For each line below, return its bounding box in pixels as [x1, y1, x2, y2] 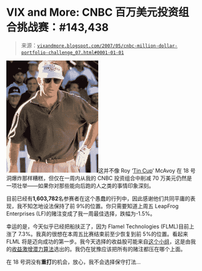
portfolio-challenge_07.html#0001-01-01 [21, 49, 124, 56]
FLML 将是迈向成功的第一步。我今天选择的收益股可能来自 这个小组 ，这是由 [6, 238, 191, 245]
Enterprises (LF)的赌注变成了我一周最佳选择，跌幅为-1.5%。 [6, 209, 156, 217]
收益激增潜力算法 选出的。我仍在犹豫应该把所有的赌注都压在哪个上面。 [11, 245, 186, 252]
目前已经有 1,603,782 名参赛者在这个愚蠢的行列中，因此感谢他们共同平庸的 [6, 194, 191, 202]
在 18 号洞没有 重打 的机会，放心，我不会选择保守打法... [6, 258, 141, 266]
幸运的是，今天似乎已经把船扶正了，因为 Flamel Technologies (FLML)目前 [6, 223, 189, 230]
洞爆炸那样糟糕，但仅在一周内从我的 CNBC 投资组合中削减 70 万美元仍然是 [6, 174, 192, 182]
